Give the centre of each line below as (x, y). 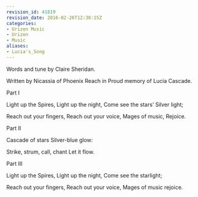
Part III (15, 163)
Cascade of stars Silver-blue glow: (50, 140)
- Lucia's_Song (26, 52)
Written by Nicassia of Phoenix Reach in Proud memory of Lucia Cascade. (99, 81)
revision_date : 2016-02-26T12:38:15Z (54, 18)
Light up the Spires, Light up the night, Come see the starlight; (84, 175)
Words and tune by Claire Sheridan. (51, 69)
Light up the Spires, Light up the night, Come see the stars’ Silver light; (95, 104)
